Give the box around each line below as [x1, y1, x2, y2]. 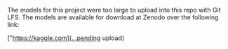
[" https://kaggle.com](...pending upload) [7, 34, 125, 42]
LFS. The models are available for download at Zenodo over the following [7, 13, 219, 21]
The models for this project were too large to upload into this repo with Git [7, 6, 221, 14]
